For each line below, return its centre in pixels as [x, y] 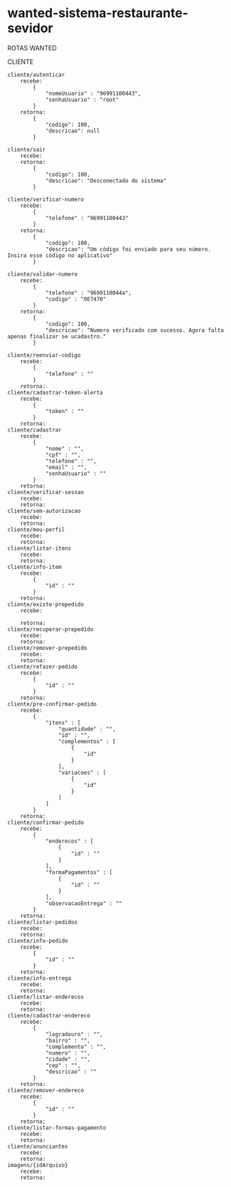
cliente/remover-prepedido [47, 648]
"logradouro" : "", [74, 1034]
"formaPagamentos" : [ [79, 872]
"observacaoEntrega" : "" [84, 903]
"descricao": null [72, 131]
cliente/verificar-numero [45, 199]
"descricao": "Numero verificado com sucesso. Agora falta [134, 330]
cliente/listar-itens [39, 548]
